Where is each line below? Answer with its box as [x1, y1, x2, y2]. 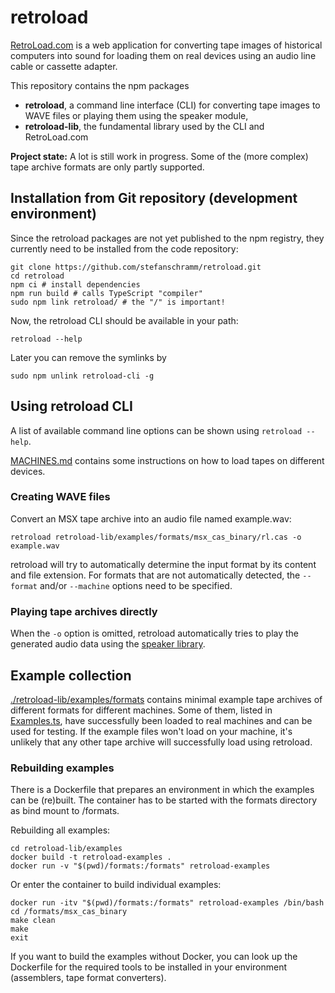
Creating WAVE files [10, 490, 111, 504]
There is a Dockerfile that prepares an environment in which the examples [10, 784, 315, 796]
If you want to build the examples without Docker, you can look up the [10, 951, 298, 963]
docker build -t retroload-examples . [10, 852, 172, 863]
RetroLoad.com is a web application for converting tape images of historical [10, 39, 323, 51]
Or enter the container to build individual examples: [10, 879, 222, 891]
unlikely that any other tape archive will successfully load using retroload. [10, 736, 313, 748]
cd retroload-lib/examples [10, 844, 123, 854]
